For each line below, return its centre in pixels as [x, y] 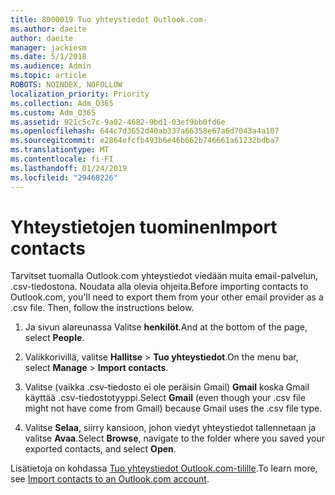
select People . [54, 338]
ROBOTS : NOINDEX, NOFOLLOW [66, 85]
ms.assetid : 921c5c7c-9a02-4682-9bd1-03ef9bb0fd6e [118, 122]
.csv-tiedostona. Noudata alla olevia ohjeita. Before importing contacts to [159, 287]
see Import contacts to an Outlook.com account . [110, 479]
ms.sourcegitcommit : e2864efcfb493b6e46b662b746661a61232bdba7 [145, 141]
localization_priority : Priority [80, 94]
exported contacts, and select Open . [100, 449]
